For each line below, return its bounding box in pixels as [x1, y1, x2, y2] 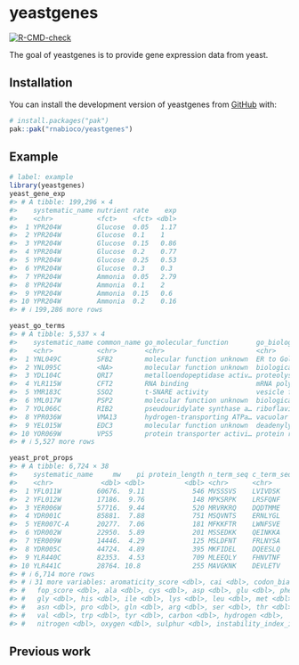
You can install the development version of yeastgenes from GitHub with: [9, 99, 278, 110]
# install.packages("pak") [9, 116, 109, 125]
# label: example [9, 173, 74, 182]
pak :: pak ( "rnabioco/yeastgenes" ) [9, 124, 133, 134]
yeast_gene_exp [9, 190, 66, 199]
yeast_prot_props [9, 454, 74, 463]
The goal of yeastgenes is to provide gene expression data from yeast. [9, 49, 269, 60]
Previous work [9, 644, 92, 660]
